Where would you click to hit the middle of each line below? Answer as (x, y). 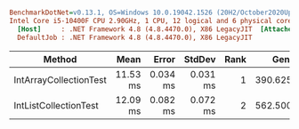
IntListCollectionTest (57, 105)
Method (60, 59)
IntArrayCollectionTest (60, 79)
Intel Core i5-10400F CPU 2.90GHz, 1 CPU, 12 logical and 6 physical (141, 20)
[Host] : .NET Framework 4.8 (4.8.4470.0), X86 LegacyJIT (135, 29)
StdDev (200, 59)
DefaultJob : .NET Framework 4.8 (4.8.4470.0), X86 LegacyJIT (135, 37)
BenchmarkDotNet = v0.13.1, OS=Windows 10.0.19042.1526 (111, 12)
